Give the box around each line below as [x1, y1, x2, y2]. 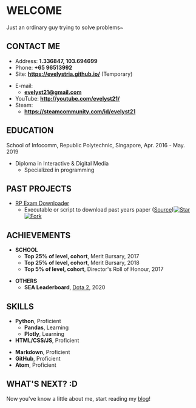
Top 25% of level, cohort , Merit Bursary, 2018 [24, 259, 140, 267]
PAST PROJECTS [6, 183, 72, 194]
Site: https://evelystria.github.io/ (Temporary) [15, 70, 133, 78]
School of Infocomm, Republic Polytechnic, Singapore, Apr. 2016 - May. [6, 141, 185, 149]
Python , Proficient [15, 318, 62, 324]
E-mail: [15, 82, 33, 89]
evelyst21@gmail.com [24, 89, 82, 96]
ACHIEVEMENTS [6, 230, 71, 240]
